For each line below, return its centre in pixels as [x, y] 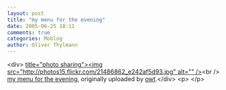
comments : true [29, 32]
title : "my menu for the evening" [56, 20]
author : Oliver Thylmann [42, 45]
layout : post [26, 13]
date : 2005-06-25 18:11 [41, 26]
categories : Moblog [35, 39]
